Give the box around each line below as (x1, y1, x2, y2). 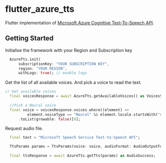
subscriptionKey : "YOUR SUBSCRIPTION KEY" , (18, 61, 110, 66)
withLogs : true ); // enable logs (18, 71, 87, 76)
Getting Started (5, 34, 54, 42)
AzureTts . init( (9, 57, 41, 62)
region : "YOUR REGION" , (18, 66, 68, 71)
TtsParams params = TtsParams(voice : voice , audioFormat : (9, 144, 132, 149)
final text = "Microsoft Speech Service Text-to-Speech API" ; (9, 135, 140, 140)
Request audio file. (5, 125, 43, 131)
